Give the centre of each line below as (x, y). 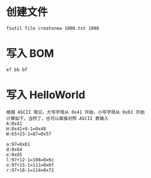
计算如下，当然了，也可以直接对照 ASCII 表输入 (57, 118)
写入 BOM (30, 54)
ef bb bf (17, 69)
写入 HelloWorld (46, 95)
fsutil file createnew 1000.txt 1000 (53, 28)
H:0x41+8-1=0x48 (26, 129)
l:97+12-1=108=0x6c (30, 160)
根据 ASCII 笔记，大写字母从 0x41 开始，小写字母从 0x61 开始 (75, 112)
